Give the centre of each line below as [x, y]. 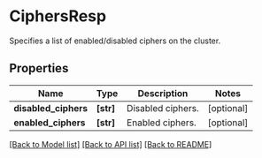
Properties [39, 68]
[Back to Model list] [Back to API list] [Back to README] [111, 144]
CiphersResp [58, 16]
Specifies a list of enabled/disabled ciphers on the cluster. [115, 41]
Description [163, 93]
